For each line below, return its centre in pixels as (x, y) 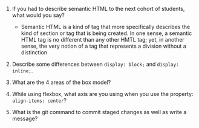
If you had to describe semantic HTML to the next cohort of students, (98, 9)
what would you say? (38, 15)
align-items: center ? (39, 100)
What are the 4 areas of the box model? (61, 82)
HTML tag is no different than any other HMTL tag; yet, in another (103, 40)
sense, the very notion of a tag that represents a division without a (103, 46)
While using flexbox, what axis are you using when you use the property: (103, 94)
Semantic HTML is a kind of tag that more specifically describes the (106, 27)
